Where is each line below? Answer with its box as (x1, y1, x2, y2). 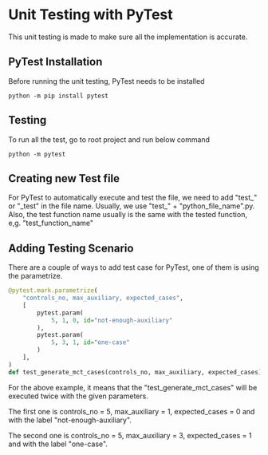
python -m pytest (8, 150, 66, 158)
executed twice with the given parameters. (8, 391, 149, 401)
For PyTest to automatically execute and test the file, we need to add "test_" (8, 193, 258, 203)
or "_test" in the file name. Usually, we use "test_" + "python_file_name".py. (8, 201, 255, 211)
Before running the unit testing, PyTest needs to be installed (8, 76, 205, 85)
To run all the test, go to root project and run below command (8, 134, 210, 144)
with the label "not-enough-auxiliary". (8, 415, 132, 425)
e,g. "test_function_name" (8, 218, 94, 228)
